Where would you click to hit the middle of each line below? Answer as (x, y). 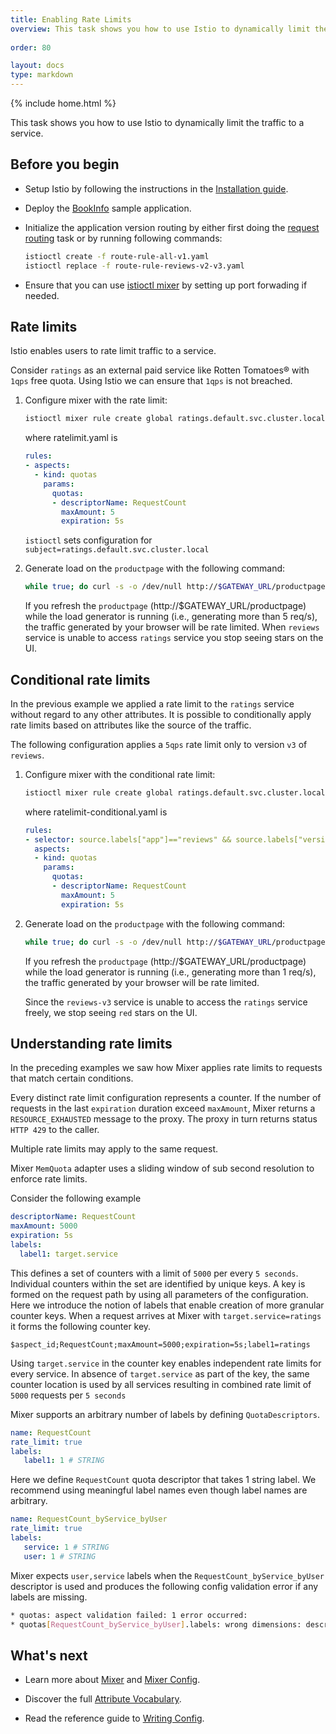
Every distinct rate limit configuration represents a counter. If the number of (166, 1098)
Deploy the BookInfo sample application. (108, 208)
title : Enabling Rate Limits (71, 19)
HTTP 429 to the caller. (55, 1130)
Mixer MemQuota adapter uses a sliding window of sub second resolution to (162, 1168)
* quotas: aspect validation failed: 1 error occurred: (129, 1615)
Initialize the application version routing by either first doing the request (172, 227)
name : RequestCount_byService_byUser (89, 1519)
